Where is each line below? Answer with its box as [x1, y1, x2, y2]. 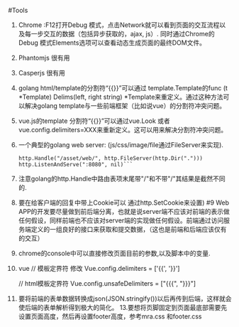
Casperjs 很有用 [18, 69, 66, 77]
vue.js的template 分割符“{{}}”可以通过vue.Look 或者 [18, 117, 171, 125]
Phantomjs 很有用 [18, 53, 70, 62]
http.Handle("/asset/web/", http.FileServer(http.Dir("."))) [18, 155, 204, 162]
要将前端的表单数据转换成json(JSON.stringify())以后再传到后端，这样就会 [18, 294, 232, 303]
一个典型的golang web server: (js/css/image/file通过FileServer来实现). [18, 141, 224, 149]
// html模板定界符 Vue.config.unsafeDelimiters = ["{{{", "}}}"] [18, 279, 196, 287]
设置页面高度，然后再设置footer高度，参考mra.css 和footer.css [18, 312, 202, 321]
